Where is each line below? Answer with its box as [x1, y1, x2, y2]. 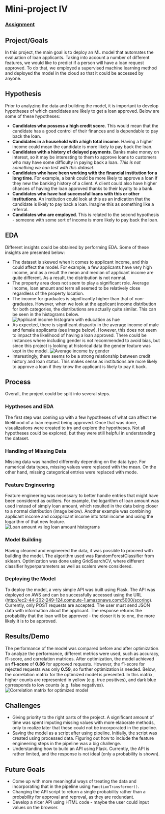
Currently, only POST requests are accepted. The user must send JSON [5, 602, 150, 608]
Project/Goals [5, 36, 48, 45]
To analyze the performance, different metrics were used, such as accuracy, [5, 651, 160, 657]
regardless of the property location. [12, 290, 84, 296]
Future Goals [5, 765, 45, 774]
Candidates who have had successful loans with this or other [12, 190, 140, 196]
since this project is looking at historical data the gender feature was [12, 343, 151, 348]
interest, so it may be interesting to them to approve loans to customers [12, 154, 157, 160]
